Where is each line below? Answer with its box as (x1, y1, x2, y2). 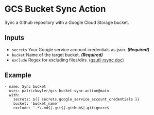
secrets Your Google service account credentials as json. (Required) (11, 46, 150, 52)
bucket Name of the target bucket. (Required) (11, 52, 103, 57)
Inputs (4, 34, 25, 42)
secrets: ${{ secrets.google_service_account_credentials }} (13, 96, 139, 102)
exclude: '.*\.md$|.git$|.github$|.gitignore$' (13, 105, 111, 110)
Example (4, 71, 32, 79)
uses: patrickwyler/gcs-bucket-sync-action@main (9, 88, 109, 93)
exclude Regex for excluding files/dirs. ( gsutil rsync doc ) (11, 57, 124, 63)
